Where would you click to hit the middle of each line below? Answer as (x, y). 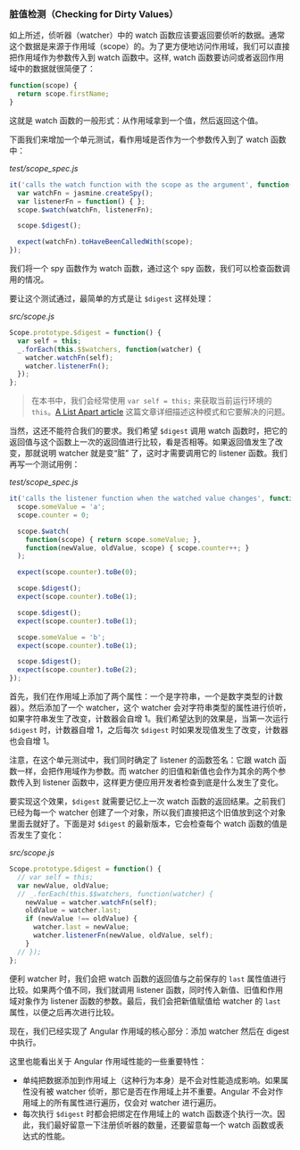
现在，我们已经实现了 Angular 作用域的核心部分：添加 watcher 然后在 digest (150, 1031)
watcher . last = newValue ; (81, 927)
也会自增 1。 (32, 741)
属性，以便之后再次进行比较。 (64, 1012)
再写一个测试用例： (45, 464)
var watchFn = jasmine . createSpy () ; (85, 193)
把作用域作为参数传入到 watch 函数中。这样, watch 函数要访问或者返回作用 (146, 58)
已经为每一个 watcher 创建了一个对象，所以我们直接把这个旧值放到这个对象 (148, 812)
